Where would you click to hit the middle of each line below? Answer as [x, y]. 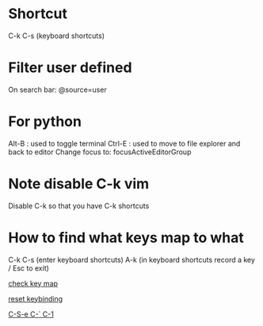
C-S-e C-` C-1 [31, 314]
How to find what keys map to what [126, 237]
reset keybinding [36, 298]
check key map [33, 283]
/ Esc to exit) [29, 268]
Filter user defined [70, 68]
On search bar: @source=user [57, 89]
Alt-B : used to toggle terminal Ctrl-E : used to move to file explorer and [124, 143]
